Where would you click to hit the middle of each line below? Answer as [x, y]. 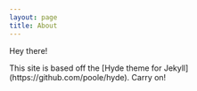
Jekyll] [176, 68]
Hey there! [29, 50]
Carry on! [149, 77]
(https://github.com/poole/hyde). [70, 77]
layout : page [33, 17]
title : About [33, 26]
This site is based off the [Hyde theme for [86, 68]
